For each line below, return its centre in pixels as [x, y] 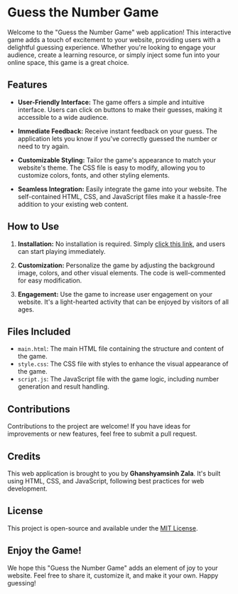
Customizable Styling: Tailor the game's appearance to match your [117, 160]
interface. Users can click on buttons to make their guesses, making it [120, 109]
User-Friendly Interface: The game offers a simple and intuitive [111, 102]
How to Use [33, 226]
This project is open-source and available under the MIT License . [103, 528]
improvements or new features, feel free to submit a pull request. [102, 434]
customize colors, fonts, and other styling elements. [93, 175]
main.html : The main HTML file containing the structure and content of [121, 349]
